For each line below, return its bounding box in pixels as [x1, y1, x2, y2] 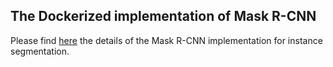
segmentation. [10, 45, 70, 57]
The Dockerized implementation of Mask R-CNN [10, 8, 317, 25]
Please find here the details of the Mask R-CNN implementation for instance [10, 34, 323, 46]
